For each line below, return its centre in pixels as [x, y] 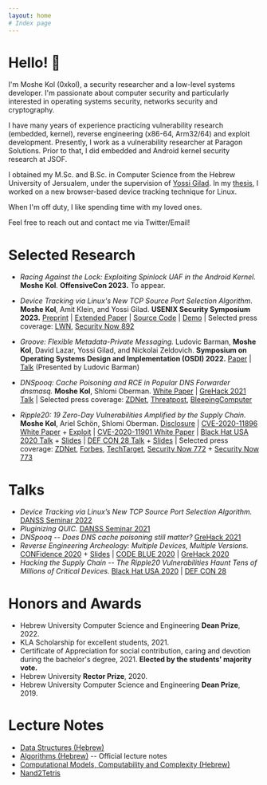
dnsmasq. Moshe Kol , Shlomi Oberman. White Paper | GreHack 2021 [133, 391]
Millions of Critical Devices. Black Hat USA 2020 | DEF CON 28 [123, 571]
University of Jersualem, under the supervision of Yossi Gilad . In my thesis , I [133, 183]
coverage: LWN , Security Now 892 [77, 326]
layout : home [30, 16]
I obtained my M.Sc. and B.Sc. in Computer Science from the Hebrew [122, 175]
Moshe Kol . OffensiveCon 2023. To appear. [92, 286]
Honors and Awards [75, 604]
